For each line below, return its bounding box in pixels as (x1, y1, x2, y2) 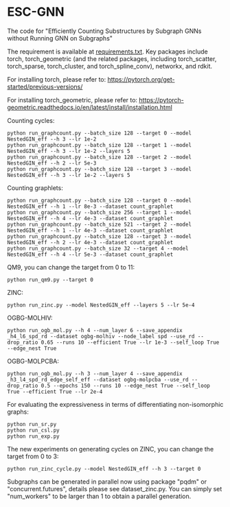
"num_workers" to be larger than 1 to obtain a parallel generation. (7, 492, 192, 500)
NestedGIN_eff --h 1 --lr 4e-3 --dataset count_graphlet (7, 227, 174, 234)
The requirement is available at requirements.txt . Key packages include (7, 47, 208, 56)
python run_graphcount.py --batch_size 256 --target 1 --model (7, 209, 192, 216)
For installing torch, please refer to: (7, 75, 106, 83)
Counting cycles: (7, 116, 55, 124)
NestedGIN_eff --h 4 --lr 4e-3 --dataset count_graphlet (7, 215, 174, 222)
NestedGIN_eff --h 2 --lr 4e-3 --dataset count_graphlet (7, 239, 174, 246)
